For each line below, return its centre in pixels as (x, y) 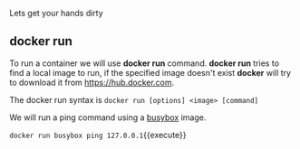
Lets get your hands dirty (57, 13)
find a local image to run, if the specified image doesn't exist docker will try (150, 72)
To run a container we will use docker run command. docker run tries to (144, 63)
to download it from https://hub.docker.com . (92, 82)
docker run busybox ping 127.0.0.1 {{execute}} (98, 135)
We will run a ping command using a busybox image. (108, 117)
